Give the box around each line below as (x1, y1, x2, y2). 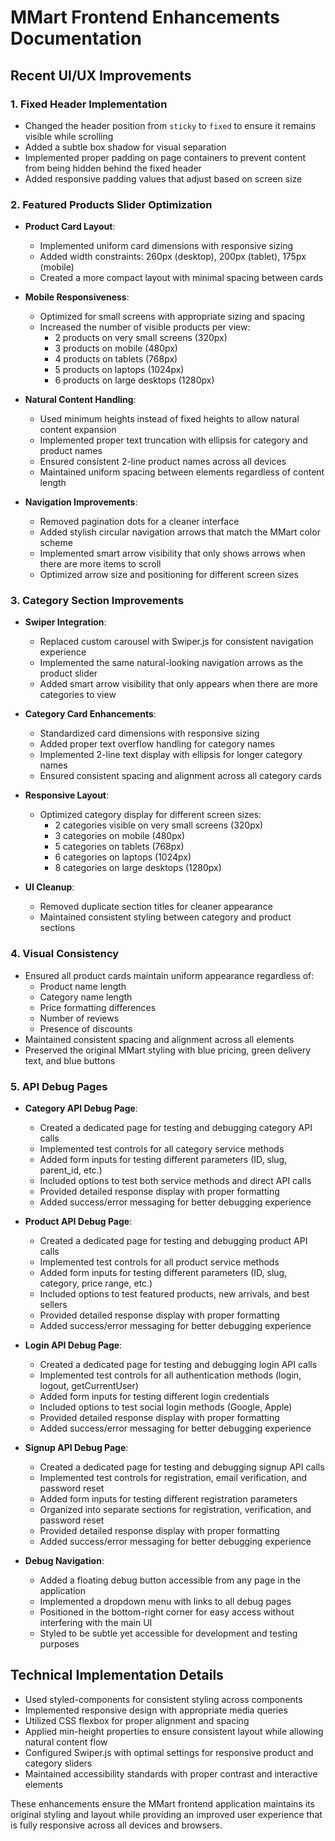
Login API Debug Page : (24, 1339, 123, 1351)
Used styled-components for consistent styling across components (24, 1693, 303, 1705)
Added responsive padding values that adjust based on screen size (24, 172, 303, 185)
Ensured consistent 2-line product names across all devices (39, 456, 287, 468)
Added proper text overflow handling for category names (39, 738, 275, 750)
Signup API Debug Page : (24, 1442, 129, 1454)
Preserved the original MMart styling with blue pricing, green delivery (24, 1044, 312, 1056)
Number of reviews (39, 1012, 120, 1024)
